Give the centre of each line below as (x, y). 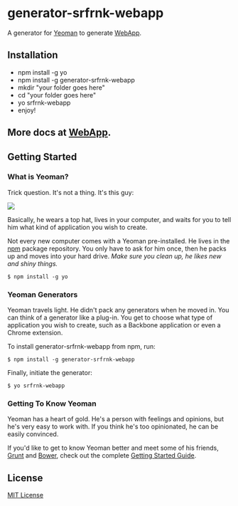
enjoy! (27, 110)
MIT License (26, 495)
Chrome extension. (35, 333)
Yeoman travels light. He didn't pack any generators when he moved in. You (118, 310)
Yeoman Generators (43, 295)
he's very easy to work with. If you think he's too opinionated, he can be (113, 427)
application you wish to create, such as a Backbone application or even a (114, 325)
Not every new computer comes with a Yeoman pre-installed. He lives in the (119, 241)
